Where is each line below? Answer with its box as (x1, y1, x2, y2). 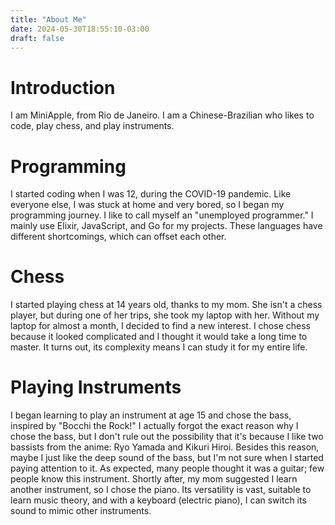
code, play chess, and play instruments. (10, 120, 175, 132)
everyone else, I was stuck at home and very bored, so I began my (10, 199, 285, 211)
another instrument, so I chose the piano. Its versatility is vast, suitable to (10, 484, 312, 496)
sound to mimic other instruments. (10, 505, 152, 517)
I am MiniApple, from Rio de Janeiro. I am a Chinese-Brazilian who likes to (10, 109, 315, 121)
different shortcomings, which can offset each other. (10, 231, 227, 243)
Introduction (10, 76, 116, 99)
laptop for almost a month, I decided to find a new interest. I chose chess (10, 320, 311, 332)
